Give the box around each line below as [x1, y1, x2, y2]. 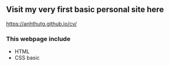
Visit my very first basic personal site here [6, 5, 164, 15]
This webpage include [6, 34, 71, 43]
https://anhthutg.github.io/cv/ [6, 20, 77, 27]
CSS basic [14, 54, 40, 61]
